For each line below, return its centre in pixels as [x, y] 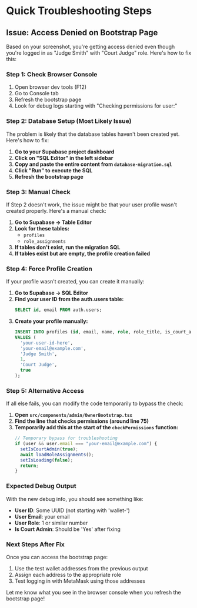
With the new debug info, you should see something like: [75, 499]
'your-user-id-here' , [47, 343]
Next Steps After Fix [35, 544]
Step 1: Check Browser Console [52, 74]
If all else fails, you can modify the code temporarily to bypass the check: [95, 403]
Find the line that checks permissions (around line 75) [81, 421]
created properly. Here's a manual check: [56, 211]
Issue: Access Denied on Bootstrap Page [82, 33]
